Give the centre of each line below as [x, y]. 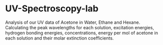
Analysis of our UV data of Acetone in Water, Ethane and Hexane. [73, 22]
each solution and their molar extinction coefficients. [59, 38]
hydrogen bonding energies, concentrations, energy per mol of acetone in [81, 33]
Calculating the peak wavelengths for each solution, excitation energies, [80, 27]
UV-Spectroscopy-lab [52, 9]
